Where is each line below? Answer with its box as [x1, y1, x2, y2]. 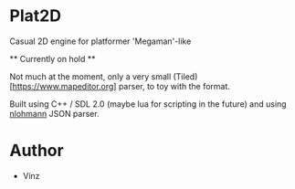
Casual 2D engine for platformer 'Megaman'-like [9, 36, 192, 47]
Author [9, 141, 64, 161]
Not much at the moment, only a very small [9, 70, 172, 82]
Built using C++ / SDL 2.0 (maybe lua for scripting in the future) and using [9, 98, 287, 110]
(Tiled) [173, 70, 198, 82]
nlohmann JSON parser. [9, 108, 100, 119]
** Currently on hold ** [9, 53, 96, 64]
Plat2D [9, 5, 62, 26]
